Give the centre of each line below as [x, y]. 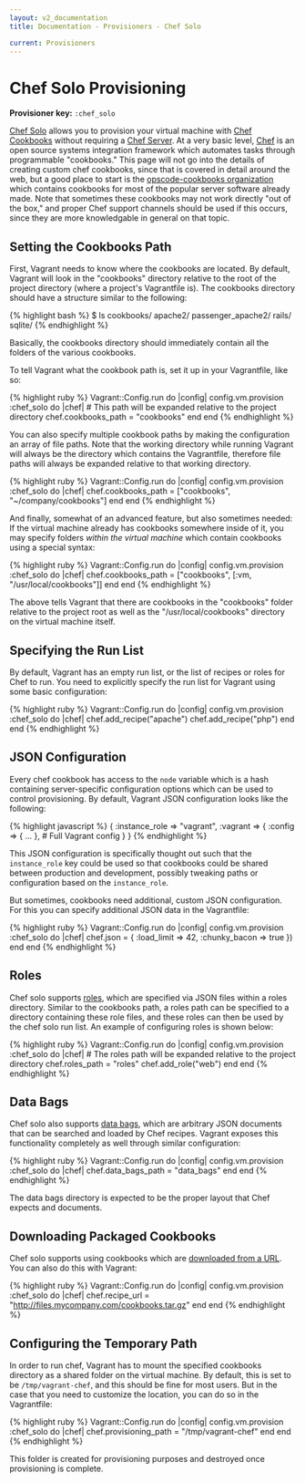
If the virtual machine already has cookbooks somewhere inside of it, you [147, 528]
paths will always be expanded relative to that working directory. [130, 464]
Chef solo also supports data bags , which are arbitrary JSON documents [146, 1124]
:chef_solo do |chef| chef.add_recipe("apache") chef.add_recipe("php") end [152, 719]
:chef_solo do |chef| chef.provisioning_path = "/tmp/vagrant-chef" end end [150, 1431]
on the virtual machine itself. [62, 622]
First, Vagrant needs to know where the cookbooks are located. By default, [150, 269]
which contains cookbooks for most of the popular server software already [150, 189]
